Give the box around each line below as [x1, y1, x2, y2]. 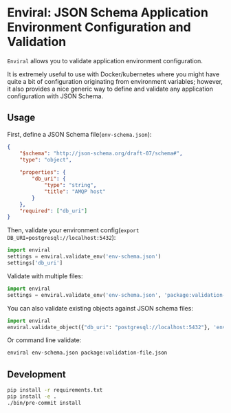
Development [7, 368, 67, 380]
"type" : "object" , [19, 156, 72, 163]
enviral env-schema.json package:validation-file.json [7, 349, 168, 357]
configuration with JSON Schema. [7, 91, 104, 100]
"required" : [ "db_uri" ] [19, 208, 88, 214]
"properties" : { [19, 169, 67, 176]
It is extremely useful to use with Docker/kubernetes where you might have [7, 70, 220, 78]
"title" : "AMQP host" [43, 188, 107, 195]
